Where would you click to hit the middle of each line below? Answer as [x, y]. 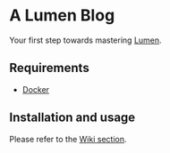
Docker [36, 89]
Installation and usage [72, 118]
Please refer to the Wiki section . [68, 139]
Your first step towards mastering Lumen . [86, 40]
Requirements [49, 68]
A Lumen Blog [62, 16]
